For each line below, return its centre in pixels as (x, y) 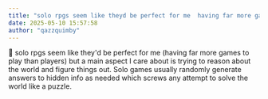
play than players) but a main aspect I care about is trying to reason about (130, 61)
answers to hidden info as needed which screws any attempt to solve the (128, 78)
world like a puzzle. (40, 86)
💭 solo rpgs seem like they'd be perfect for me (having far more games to (129, 53)
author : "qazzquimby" (44, 30)
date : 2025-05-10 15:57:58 (53, 23)
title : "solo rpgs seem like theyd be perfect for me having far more (130, 15)
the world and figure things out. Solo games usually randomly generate (125, 70)
